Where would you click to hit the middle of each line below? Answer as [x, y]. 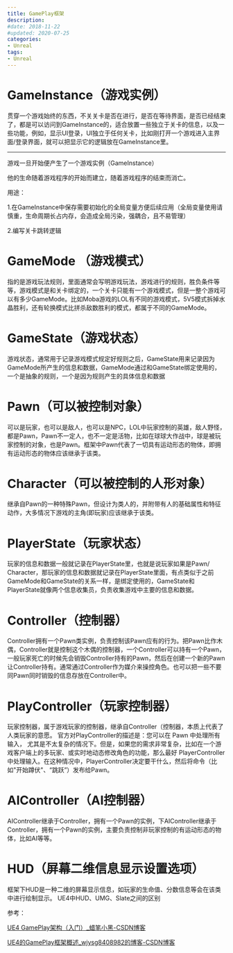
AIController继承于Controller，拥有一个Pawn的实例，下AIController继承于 [112, 821]
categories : [24, 40]
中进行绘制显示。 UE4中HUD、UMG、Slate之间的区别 [84, 898]
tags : [15, 53]
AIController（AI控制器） [80, 801]
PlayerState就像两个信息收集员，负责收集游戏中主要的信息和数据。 [103, 590]
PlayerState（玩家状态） [78, 543]
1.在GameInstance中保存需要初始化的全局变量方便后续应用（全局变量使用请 [115, 207]
